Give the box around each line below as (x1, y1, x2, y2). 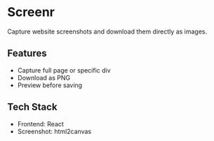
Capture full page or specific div (17, 66, 111, 74)
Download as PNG (17, 73, 71, 82)
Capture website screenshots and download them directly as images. (7, 27, 208, 36)
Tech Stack (7, 101, 58, 113)
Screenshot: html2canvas (17, 127, 92, 135)
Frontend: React (17, 119, 65, 128)
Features (7, 47, 47, 59)
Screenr (7, 4, 55, 20)
